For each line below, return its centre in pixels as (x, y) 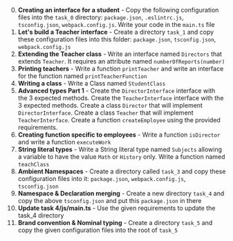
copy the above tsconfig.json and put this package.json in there (110, 201)
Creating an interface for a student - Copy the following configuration (118, 10)
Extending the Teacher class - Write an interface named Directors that (120, 54)
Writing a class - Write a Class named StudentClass (92, 83)
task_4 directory (41, 215)
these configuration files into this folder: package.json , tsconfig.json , (117, 39)
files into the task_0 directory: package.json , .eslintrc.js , (101, 17)
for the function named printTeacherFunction (82, 76)
